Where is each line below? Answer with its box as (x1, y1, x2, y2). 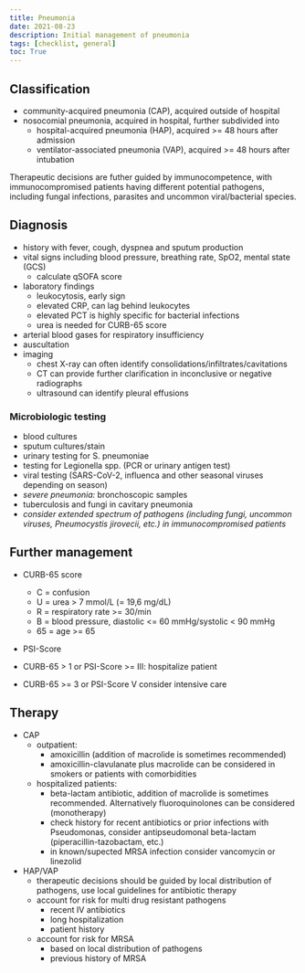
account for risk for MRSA (36, 933, 134, 944)
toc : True (9, 48, 47, 57)
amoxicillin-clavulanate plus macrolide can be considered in (49, 758, 276, 769)
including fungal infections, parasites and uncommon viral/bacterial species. (9, 191, 297, 202)
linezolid (49, 855, 82, 866)
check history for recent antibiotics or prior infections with (49, 817, 269, 828)
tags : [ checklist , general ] (9, 38, 117, 48)
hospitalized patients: (36, 777, 117, 788)
